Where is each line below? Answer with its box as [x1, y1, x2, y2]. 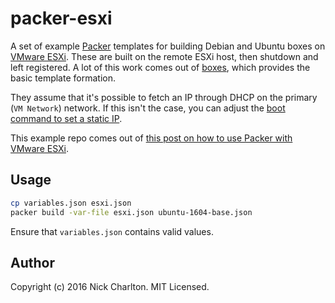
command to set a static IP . [10, 112, 123, 124]
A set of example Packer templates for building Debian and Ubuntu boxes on [10, 40, 326, 52]
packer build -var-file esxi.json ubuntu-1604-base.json [10, 207, 253, 217]
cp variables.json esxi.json [10, 198, 132, 208]
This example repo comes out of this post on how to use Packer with [10, 132, 293, 144]
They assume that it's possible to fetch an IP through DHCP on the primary [10, 91, 318, 103]
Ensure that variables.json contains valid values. [10, 225, 214, 237]
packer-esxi [10, 7, 113, 30]
